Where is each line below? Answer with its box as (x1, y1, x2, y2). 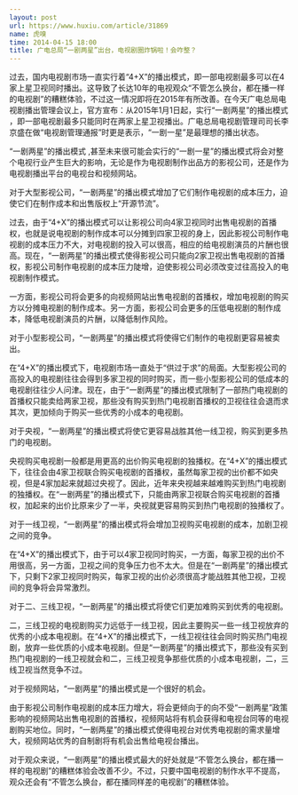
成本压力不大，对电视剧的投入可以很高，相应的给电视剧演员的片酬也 (32, 239, 281, 250)
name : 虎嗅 (9, 29, 47, 38)
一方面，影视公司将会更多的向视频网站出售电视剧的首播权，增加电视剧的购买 (9, 291, 289, 302)
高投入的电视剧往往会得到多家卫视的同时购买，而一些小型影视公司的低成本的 (9, 374, 289, 385)
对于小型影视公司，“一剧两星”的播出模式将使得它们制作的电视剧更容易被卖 (9, 332, 281, 343)
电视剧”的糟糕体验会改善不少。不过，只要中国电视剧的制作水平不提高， (24, 766, 286, 776)
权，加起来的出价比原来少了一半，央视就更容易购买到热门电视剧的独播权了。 (9, 500, 289, 511)
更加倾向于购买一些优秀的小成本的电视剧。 (32, 407, 188, 417)
